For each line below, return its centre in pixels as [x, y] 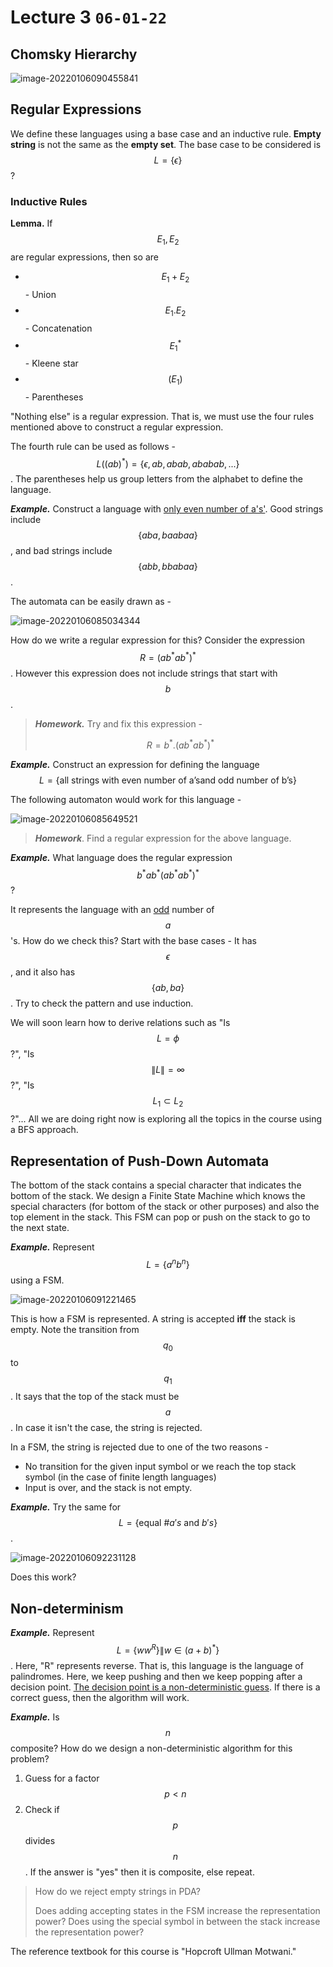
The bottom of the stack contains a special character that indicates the [156, 1185]
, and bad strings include [61, 551]
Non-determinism [67, 1608]
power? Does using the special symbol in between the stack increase [177, 1921]
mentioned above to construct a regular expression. [117, 427]
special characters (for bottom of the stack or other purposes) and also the [165, 1206]
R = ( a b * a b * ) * [168, 657]
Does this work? [43, 1577]
